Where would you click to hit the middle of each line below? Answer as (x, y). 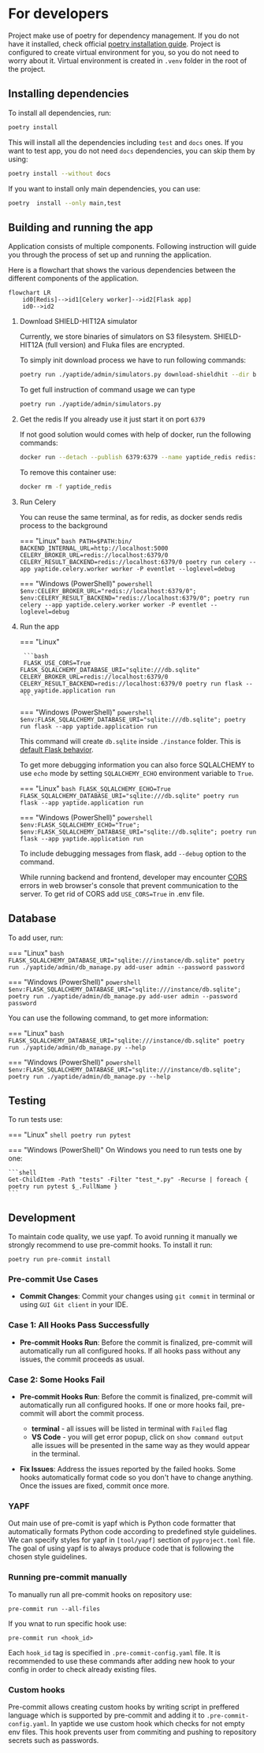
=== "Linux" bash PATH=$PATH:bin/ (76, 540)
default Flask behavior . (57, 749)
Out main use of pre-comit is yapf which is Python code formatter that (122, 1523)
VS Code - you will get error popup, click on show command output (138, 1437)
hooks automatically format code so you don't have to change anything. (136, 1477)
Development (42, 1218)
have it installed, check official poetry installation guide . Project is (114, 43)
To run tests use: (35, 1120)
